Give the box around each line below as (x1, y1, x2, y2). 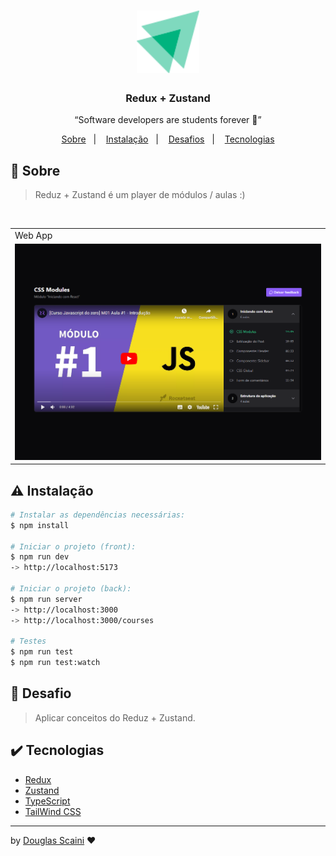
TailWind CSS (24, 805, 82, 817)
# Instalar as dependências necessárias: (10, 510, 186, 520)
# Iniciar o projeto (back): (10, 584, 132, 594)
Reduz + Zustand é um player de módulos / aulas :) (34, 189, 246, 201)
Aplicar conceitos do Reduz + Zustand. (34, 711, 196, 724)
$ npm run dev (10, 552, 70, 562)
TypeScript (24, 795, 71, 807)
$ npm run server (10, 594, 83, 604)
